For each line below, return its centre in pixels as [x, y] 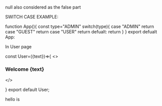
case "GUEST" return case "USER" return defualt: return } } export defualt [81, 32]
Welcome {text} [25, 69]
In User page [18, 47]
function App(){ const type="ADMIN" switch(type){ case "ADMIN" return [80, 26]
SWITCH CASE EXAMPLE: [32, 17]
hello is [12, 100]
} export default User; [27, 90]
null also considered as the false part [43, 7]
